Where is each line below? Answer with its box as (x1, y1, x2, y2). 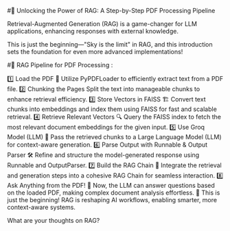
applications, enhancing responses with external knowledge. (7, 27, 179, 35)
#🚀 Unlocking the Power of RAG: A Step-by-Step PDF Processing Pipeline (7, 7, 216, 14)
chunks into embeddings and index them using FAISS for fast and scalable (7, 105, 218, 113)
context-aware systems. (7, 203, 76, 211)
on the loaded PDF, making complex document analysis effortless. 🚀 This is (7, 189, 220, 197)
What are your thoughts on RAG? (7, 217, 100, 224)
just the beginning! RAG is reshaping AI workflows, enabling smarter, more (7, 196, 218, 204)
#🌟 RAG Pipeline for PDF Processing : (7, 61, 113, 69)
